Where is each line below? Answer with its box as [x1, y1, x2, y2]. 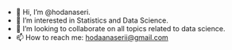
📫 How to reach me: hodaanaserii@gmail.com [15, 33, 168, 42]
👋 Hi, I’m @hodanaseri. [15, 8, 91, 16]
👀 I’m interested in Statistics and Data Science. [15, 16, 169, 25]
